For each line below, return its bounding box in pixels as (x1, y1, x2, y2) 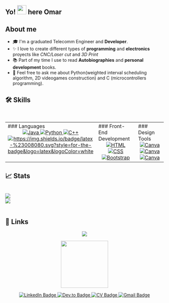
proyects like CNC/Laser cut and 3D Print (12, 51, 99, 58)
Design (138, 129, 155, 136)
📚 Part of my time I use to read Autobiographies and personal (12, 57, 144, 63)
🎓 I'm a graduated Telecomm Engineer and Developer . (12, 39, 128, 45)
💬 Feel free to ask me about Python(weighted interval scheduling (12, 70, 147, 76)
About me (5, 25, 37, 33)
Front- (109, 123, 125, 130)
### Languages (8, 123, 45, 130)
